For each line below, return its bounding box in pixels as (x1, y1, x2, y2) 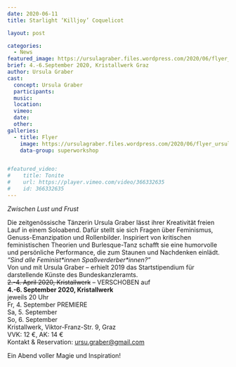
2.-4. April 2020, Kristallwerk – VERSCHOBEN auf (7, 278, 151, 286)
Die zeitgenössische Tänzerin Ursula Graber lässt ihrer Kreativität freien (7, 218, 215, 226)
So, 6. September (7, 315, 58, 323)
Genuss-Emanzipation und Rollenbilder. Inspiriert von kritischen (7, 233, 192, 241)
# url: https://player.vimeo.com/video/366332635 (7, 179, 165, 186)
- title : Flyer (13, 134, 58, 141)
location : (13, 101, 42, 108)
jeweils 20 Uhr (7, 292, 49, 301)
